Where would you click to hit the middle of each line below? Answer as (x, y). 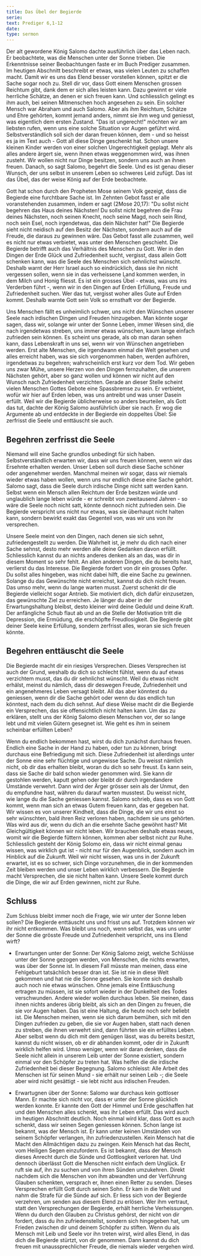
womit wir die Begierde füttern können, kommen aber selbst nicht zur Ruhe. (100, 837)
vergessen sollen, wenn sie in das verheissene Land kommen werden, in (96, 274)
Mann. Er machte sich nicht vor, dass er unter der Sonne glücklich (96, 1099)
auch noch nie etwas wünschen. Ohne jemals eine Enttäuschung (95, 985)
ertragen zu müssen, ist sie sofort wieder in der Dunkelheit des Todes (101, 991)
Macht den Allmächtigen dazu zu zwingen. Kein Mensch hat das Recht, (103, 1144)
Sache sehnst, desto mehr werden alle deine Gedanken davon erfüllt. (91, 548)
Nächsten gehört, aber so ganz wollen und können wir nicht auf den (90, 376)
